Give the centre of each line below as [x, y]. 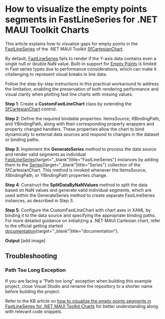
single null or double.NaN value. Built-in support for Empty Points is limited [81, 64]
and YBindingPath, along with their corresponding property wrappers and [80, 124]
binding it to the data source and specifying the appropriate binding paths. [81, 215]
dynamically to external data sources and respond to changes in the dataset [82, 134]
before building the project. [33, 291]
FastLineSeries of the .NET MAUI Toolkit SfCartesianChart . [65, 49]
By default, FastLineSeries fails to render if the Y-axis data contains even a [81, 58]
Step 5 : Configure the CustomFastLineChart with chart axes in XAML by [78, 210]
